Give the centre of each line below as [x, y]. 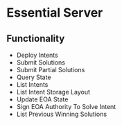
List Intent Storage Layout [53, 92]
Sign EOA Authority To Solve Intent [66, 107]
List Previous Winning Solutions [62, 114]
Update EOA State [42, 99]
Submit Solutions [41, 62]
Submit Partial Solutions [51, 70]
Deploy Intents [37, 55]
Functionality [36, 39]
